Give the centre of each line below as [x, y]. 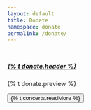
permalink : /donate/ [37, 33]
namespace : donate [34, 27]
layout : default [31, 14]
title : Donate [28, 20]
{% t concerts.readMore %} [45, 98]
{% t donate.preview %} [42, 84]
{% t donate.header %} [42, 66]
